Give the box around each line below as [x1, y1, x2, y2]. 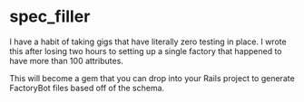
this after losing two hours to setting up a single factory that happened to [9, 45, 282, 56]
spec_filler [9, 6, 91, 27]
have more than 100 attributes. [9, 55, 124, 66]
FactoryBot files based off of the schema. [9, 82, 165, 93]
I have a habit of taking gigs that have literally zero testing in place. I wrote [9, 36, 288, 47]
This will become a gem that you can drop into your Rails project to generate [9, 72, 295, 83]
